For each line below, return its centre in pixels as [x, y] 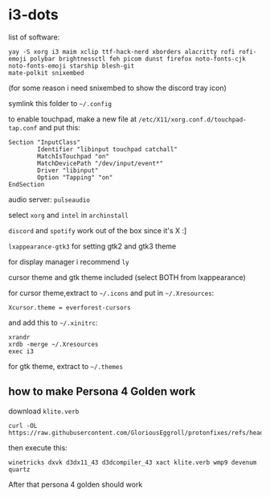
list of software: [34, 37]
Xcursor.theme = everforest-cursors [70, 307]
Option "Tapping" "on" [75, 177]
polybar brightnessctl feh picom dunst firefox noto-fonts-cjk [138, 59]
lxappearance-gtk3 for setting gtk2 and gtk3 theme [92, 246]
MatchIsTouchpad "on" [74, 156]
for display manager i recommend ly [69, 261]
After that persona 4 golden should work [76, 484]
